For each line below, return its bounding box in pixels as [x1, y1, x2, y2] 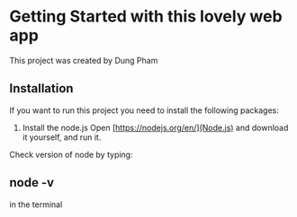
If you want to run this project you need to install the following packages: [9, 105, 279, 116]
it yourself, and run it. [22, 132, 102, 143]
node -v [9, 175, 55, 190]
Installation [9, 81, 74, 96]
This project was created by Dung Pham [9, 55, 158, 65]
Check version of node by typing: [9, 149, 133, 160]
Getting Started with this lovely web [9, 6, 283, 27]
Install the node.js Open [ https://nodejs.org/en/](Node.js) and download [22, 122, 289, 133]
